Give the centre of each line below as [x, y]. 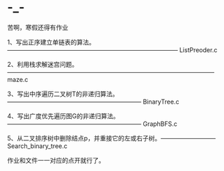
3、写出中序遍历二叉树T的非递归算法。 [63, 94]
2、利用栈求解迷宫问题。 [43, 64]
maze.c [18, 79]
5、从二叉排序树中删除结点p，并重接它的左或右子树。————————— [111, 138]
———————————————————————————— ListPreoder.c [112, 50]
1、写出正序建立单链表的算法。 [51, 42]
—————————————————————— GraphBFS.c [92, 124]
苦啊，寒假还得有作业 [38, 27]
